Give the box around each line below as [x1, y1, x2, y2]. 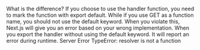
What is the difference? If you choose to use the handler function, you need [6, 5, 195, 12]
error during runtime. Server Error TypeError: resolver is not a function [6, 37, 181, 44]
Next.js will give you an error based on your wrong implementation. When [6, 24, 189, 31]
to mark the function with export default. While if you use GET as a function [6, 11, 194, 19]
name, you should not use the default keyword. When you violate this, [6, 18, 180, 25]
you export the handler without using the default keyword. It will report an [6, 31, 189, 38]
